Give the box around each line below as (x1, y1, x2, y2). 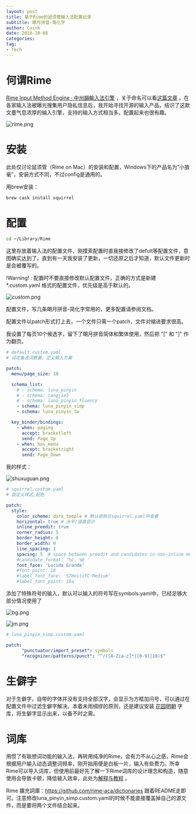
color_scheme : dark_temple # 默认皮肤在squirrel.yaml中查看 (16, 513, 159, 519)
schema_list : (11, 381, 43, 387)
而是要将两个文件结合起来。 (16, 802, 83, 809)
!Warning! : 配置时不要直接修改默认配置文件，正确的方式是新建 (6, 275, 156, 282)
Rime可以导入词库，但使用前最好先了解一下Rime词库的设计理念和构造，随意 (6, 768, 188, 775)
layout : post (6, 8, 38, 15)
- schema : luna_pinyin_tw (16, 409, 80, 415)
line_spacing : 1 (16, 546, 57, 552)
